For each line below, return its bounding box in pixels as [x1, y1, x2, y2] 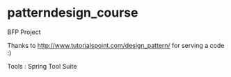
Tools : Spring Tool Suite [7, 62, 77, 70]
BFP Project [7, 28, 41, 36]
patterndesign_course [7, 5, 138, 21]
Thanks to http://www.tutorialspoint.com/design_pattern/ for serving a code [7, 41, 225, 49]
